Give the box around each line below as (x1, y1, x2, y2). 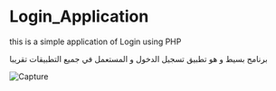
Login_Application (9, 6, 149, 27)
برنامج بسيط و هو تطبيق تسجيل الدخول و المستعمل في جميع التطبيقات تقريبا (9, 53, 269, 64)
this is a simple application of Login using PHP (9, 36, 182, 47)
